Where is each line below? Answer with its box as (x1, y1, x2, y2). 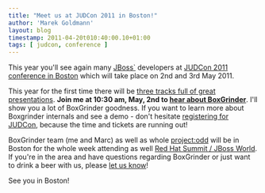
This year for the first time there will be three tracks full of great (8, 86, 216, 96)
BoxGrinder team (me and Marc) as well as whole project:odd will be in (8, 135, 240, 145)
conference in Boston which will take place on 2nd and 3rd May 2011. (8, 71, 235, 81)
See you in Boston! (8, 176, 70, 186)
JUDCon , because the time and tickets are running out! (8, 120, 188, 130)
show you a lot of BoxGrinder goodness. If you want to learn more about (8, 104, 244, 113)
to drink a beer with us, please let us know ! (8, 161, 149, 170)
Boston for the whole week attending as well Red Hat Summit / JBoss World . (8, 144, 258, 153)
